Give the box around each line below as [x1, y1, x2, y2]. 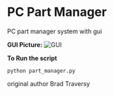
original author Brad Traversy [7, 79, 91, 87]
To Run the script [7, 53, 57, 62]
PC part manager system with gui [7, 27, 102, 35]
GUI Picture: [7, 40, 43, 49]
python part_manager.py [7, 67, 76, 74]
